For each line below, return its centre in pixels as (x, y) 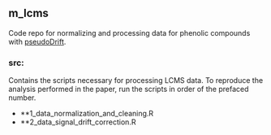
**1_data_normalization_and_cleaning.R (87, 114)
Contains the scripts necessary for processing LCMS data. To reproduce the (136, 81)
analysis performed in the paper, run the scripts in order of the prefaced (129, 89)
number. (22, 98)
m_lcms (28, 13)
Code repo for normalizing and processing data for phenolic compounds (129, 33)
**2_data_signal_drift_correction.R (78, 122)
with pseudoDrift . (37, 41)
